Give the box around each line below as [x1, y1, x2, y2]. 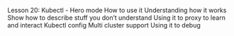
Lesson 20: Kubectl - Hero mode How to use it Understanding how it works [7, 6, 227, 14]
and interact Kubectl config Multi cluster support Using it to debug [7, 21, 201, 29]
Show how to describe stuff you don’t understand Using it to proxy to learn [7, 13, 225, 22]
